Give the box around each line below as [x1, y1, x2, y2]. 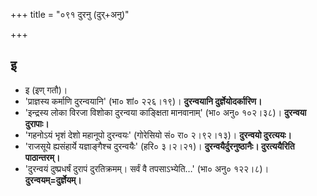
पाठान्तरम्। [24, 151, 61, 163]
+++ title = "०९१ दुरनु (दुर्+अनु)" [10, 9, 130, 20]
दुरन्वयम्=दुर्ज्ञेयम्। [24, 174, 82, 186]
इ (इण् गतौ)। [24, 84, 68, 96]
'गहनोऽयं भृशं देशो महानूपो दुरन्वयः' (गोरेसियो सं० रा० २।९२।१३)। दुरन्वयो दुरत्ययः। [24, 129, 292, 141]
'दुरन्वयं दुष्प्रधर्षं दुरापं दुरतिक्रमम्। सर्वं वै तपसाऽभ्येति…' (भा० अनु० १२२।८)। [24, 162, 270, 174]
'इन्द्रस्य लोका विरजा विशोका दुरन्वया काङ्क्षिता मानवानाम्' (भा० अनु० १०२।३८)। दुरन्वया [24, 106, 307, 118]
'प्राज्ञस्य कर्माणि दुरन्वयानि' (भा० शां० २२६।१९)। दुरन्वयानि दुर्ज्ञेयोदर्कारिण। [24, 95, 263, 107]
